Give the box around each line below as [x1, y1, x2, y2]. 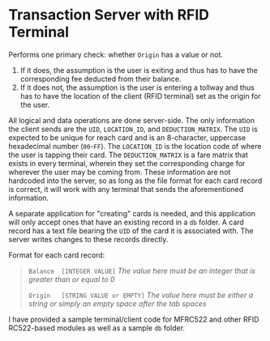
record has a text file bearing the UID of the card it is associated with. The [8, 225, 254, 236]
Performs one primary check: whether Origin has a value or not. [8, 49, 224, 59]
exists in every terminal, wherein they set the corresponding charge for [8, 158, 246, 168]
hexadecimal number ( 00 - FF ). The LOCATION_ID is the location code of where [8, 141, 262, 151]
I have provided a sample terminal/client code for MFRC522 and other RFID [8, 314, 259, 324]
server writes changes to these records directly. [8, 234, 169, 244]
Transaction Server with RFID [8, 6, 209, 24]
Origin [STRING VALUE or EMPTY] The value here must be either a [28, 290, 254, 300]
